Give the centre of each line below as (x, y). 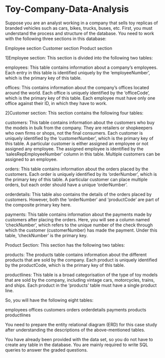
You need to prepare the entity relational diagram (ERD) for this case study (81, 324)
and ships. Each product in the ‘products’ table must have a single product (81, 285)
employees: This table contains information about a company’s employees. (81, 67)
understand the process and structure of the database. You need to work (80, 33)
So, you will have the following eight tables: (49, 300)
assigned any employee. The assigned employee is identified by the (74, 149)
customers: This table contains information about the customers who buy (80, 122)
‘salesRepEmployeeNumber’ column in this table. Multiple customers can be (83, 154)
